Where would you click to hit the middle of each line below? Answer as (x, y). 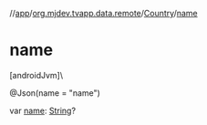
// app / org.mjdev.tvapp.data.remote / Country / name (103, 13)
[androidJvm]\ (36, 75)
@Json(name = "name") (55, 93)
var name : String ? (42, 110)
